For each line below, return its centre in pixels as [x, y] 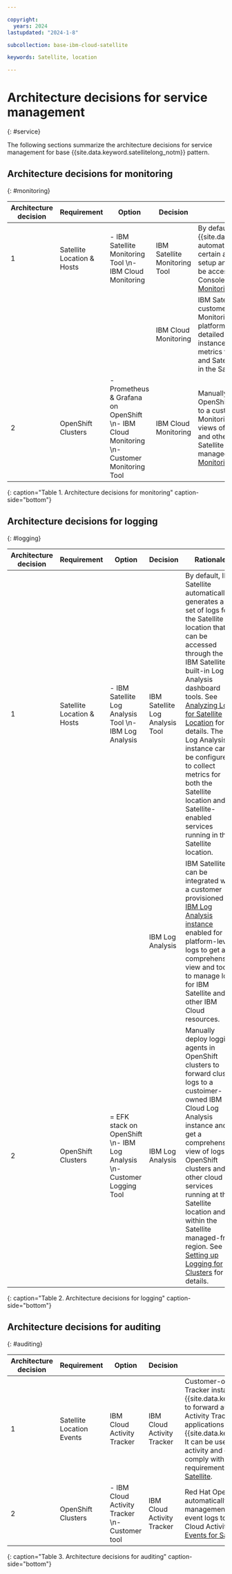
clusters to [202, 1064]
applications [204, 1424]
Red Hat [197, 1492]
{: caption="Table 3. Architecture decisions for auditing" [87, 1556]
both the [199, 783]
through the [204, 653]
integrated [202, 880]
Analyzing [202, 705]
